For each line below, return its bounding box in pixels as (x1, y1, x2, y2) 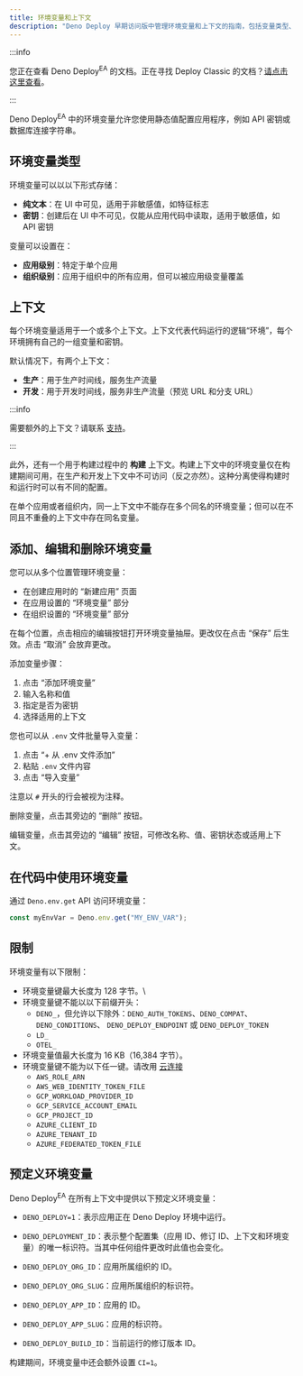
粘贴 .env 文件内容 (22, 761, 92, 772)
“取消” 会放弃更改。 (42, 639, 116, 650)
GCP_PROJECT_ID (35, 1111, 93, 1120)
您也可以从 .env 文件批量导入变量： (9, 730, 142, 741)
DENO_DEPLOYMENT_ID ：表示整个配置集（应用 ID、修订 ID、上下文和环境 (22, 1231, 282, 1242)
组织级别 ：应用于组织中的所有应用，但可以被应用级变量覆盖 (22, 271, 244, 281)
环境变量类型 (9, 154, 81, 170)
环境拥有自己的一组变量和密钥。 (9, 336, 128, 347)
